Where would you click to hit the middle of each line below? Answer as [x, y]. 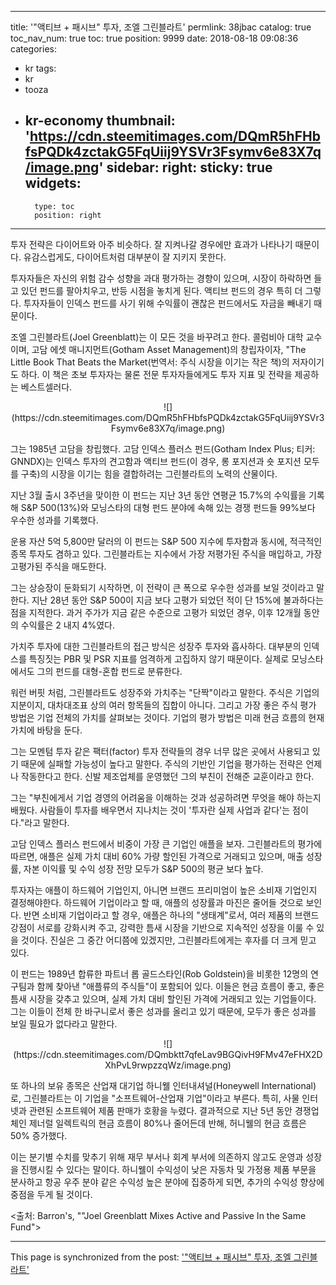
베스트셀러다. [46, 387]
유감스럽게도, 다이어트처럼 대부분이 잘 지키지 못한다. [125, 257]
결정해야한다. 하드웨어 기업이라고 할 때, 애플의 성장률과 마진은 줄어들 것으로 [157, 902]
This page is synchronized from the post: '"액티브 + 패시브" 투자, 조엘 [151, 1257]
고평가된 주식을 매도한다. [58, 566]
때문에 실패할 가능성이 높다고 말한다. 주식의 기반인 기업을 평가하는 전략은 [162, 763]
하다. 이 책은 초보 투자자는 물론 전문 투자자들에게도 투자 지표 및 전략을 [156, 374]
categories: [33, 49]
